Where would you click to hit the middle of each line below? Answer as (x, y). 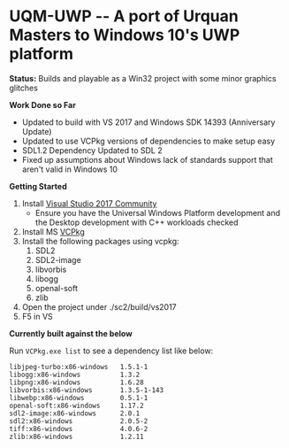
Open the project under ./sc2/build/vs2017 (99, 306)
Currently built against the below (71, 333)
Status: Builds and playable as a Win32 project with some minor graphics (143, 78)
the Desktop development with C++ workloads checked (137, 222)
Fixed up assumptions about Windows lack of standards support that (147, 159)
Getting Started (38, 186)
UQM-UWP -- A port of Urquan (124, 16)
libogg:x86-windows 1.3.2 (75, 375)
